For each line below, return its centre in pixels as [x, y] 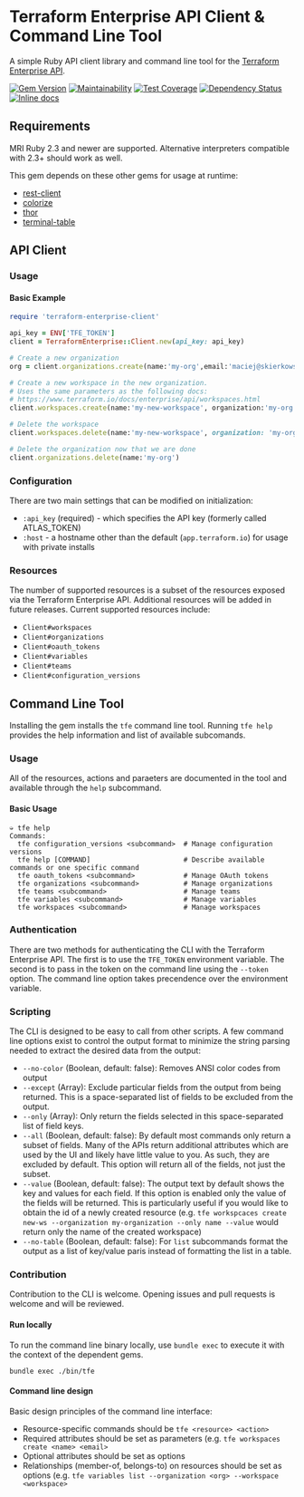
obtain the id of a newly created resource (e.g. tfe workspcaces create [154, 1212]
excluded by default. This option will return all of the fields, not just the [154, 1164]
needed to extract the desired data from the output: [105, 1051]
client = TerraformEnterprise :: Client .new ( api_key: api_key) [127, 342]
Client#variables [55, 657]
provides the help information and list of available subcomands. [128, 735]
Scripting [30, 1011]
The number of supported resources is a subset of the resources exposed [147, 590]
